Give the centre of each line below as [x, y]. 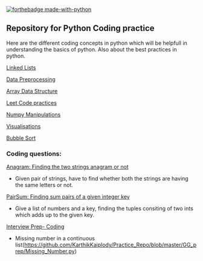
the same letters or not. [44, 185]
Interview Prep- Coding [35, 226]
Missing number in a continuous [55, 239]
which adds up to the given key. [55, 215]
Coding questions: [34, 153]
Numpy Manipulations [34, 114]
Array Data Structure [32, 91]
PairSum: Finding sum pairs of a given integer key [68, 197]
